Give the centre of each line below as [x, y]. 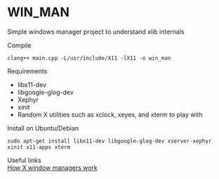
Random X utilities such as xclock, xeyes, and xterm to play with [110, 114]
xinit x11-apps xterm [39, 147]
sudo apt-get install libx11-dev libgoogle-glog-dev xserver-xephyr [109, 141]
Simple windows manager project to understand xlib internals [96, 32]
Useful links [24, 160]
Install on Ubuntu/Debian [43, 128]
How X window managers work [53, 167]
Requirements [27, 71]
